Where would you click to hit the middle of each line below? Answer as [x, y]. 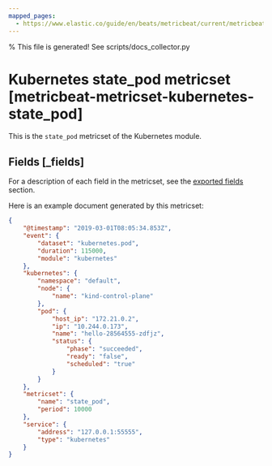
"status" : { [72, 342]
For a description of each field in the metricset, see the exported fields [126, 181]
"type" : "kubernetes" [74, 439]
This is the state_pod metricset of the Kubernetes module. [105, 136]
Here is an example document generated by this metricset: [106, 206]
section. [22, 190]
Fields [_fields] [47, 162]
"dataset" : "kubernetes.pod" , [88, 243]
